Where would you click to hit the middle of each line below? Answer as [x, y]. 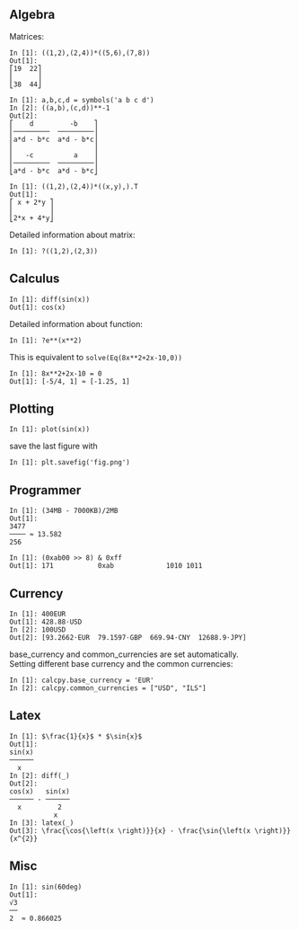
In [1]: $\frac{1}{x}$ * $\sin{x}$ [76, 736]
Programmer [45, 490]
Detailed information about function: [76, 323]
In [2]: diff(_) [40, 775]
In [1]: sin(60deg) [46, 887]
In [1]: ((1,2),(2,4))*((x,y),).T [74, 186]
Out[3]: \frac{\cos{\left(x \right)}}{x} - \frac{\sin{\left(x [130, 830]
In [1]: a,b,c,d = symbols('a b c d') [82, 100]
